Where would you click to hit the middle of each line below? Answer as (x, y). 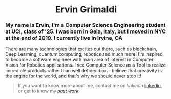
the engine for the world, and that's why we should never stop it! (73, 76)
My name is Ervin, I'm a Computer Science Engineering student (85, 25)
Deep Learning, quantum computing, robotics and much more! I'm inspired (84, 54)
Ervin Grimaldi (86, 9)
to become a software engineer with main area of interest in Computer (79, 60)
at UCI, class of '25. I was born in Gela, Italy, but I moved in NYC (86, 31)
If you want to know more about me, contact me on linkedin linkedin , (90, 86)
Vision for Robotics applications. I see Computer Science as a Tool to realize (86, 65)
